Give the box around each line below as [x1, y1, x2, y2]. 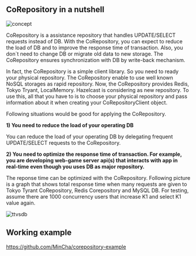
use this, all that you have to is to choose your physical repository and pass [6, 93, 188, 100]
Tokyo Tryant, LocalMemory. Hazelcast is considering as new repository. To [6, 86, 189, 93]
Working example [6, 228, 72, 238]
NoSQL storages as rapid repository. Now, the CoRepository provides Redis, [6, 80, 190, 87]
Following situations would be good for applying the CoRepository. [6, 110, 167, 117]
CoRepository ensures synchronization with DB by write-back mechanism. [6, 56, 185, 63]
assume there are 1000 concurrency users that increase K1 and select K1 [6, 193, 181, 200]
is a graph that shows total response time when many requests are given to [6, 180, 187, 187]
